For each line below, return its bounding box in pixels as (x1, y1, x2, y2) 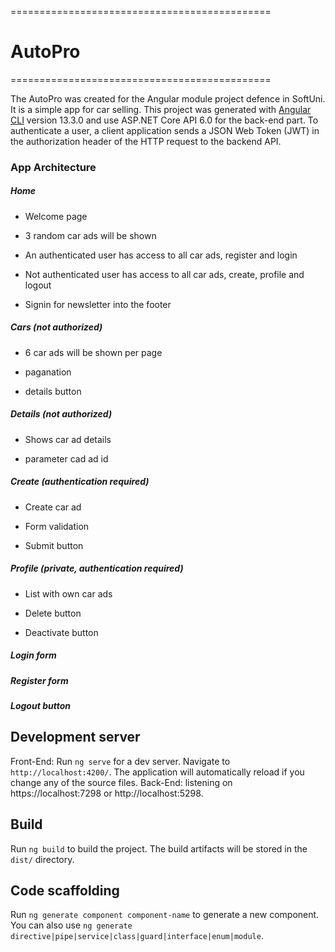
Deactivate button (24, 626, 99, 638)
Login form (10, 649, 57, 661)
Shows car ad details (24, 433, 112, 445)
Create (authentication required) (10, 476, 150, 488)
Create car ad (24, 501, 82, 513)
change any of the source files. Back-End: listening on (10, 776, 233, 788)
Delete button (24, 607, 82, 619)
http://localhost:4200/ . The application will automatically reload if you (10, 766, 305, 778)
